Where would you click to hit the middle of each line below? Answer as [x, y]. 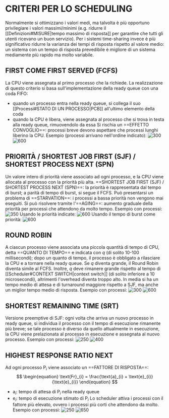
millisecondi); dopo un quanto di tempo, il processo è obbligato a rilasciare [83, 258]
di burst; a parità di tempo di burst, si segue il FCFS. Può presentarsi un [79, 192]
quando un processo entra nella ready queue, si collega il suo [76, 103]
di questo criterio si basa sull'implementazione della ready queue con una [82, 88]
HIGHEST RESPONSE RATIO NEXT [59, 355]
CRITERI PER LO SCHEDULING [69, 9]
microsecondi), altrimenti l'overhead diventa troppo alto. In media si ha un [82, 280]
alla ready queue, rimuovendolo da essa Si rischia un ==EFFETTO [81, 124]
